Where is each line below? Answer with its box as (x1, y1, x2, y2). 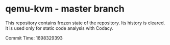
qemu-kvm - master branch (5, 3, 125, 15)
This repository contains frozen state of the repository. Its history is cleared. (5, 20, 165, 26)
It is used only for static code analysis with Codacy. (5, 25, 113, 31)
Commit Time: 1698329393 (5, 35, 63, 41)
